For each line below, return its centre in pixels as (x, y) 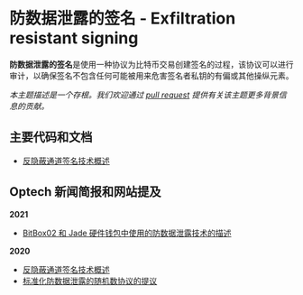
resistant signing (74, 38)
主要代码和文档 (51, 138)
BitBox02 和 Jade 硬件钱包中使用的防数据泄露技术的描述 (127, 233)
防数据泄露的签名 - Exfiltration (123, 18)
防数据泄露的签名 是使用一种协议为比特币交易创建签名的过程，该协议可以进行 (151, 64)
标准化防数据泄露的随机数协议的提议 (90, 281)
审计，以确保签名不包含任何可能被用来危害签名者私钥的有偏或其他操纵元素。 (151, 75)
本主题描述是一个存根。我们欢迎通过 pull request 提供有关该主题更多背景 (144, 95)
